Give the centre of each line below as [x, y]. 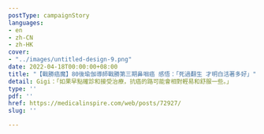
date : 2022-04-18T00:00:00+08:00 [63, 67]
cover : [19, 52]
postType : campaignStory [49, 15]
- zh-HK [21, 45]
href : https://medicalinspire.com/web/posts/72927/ [95, 103]
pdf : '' [21, 96]
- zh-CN [21, 37]
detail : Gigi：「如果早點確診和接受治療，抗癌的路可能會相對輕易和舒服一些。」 [120, 81]
